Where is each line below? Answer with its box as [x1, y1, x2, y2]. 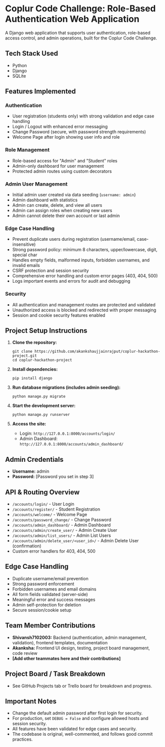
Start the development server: [12, 403, 76, 409]
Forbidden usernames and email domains [12, 586, 97, 592]
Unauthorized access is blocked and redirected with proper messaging [12, 307, 157, 313]
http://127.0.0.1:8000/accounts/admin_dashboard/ [19, 442, 124, 447]
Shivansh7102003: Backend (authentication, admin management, [12, 635, 147, 640]
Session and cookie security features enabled [12, 312, 105, 318]
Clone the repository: [12, 339, 57, 345]
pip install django [12, 376, 53, 381]
